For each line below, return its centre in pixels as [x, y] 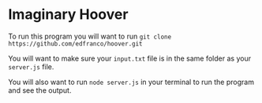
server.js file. [31, 66]
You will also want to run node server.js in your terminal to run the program [131, 82]
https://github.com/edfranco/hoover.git [76, 44]
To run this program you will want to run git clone [90, 36]
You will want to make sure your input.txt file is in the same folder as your [129, 58]
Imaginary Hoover [68, 15]
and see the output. [40, 90]
